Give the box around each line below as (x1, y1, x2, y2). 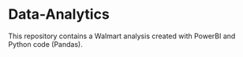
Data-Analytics (8, 5, 110, 23)
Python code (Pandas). (8, 39, 83, 48)
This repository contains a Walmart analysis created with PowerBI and (8, 31, 236, 41)
